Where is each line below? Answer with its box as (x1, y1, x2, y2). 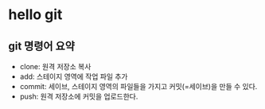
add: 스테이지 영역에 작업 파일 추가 (19, 72, 128, 81)
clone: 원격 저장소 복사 (19, 62, 92, 71)
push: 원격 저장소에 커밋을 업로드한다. (19, 91, 138, 101)
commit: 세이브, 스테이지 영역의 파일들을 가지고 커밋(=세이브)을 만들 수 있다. (19, 82, 258, 91)
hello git (8, 6, 63, 24)
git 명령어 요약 (8, 39, 76, 53)
